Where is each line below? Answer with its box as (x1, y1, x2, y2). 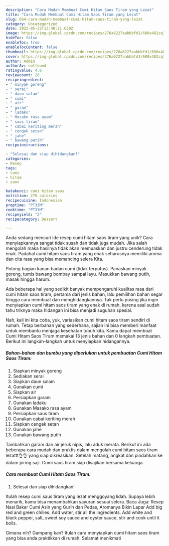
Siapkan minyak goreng (13, 368, 62, 374)
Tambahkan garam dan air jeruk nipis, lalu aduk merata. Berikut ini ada (6, 442, 151, 448)
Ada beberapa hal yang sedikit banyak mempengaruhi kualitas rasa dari (6, 286, 154, 292)
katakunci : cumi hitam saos (6, 189, 65, 194)
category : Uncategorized (6, 21, 58, 27)
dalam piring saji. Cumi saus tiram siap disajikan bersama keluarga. (6, 460, 144, 466)
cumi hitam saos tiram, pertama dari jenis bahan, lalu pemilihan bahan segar (6, 291, 163, 297)
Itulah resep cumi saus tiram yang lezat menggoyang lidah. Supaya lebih (6, 493, 155, 499)
